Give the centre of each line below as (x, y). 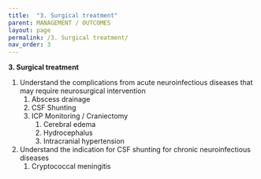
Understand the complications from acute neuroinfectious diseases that (136, 83)
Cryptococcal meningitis (71, 166)
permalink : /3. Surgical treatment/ (68, 37)
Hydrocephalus (68, 133)
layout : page (30, 30)
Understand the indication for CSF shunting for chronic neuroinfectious (135, 150)
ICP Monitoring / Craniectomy (80, 116)
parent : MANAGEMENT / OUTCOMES (60, 23)
